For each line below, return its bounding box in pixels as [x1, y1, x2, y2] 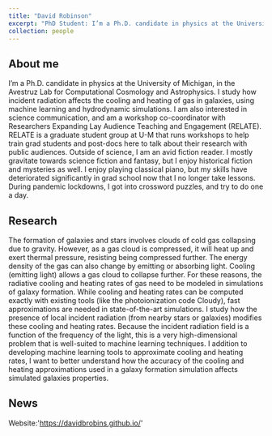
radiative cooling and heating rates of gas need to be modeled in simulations [8, 279, 264, 288]
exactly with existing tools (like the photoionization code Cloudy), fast [8, 296, 240, 305]
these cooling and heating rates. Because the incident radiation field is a [8, 322, 249, 331]
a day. [8, 190, 29, 200]
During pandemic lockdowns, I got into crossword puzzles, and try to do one [8, 182, 264, 191]
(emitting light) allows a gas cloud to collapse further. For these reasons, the [8, 270, 262, 280]
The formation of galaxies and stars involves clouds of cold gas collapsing [8, 236, 257, 245]
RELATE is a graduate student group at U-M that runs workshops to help [8, 130, 249, 140]
